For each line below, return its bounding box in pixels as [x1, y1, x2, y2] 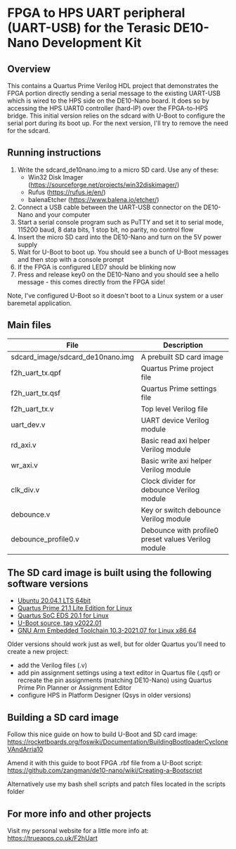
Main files [7, 319, 51, 332]
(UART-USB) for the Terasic [7, 20, 171, 36]
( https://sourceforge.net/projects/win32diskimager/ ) [27, 180, 180, 189]
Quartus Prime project [140, 363, 214, 373]
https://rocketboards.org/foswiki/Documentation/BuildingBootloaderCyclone [7, 738, 228, 746]
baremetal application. [7, 298, 72, 307]
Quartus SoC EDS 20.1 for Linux [17, 611, 109, 620]
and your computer [34, 210, 91, 219]
